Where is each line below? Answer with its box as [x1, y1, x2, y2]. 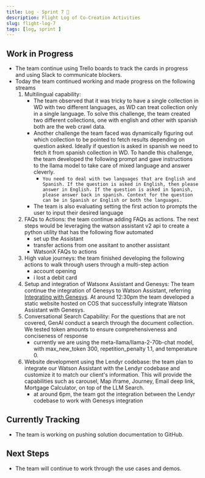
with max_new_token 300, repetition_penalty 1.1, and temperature [33, 345, 198, 352]
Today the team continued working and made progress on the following [15, 77, 195, 85]
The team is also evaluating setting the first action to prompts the [33, 202, 197, 210]
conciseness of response [24, 332, 88, 340]
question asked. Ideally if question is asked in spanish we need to [33, 143, 198, 150]
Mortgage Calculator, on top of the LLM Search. [24, 384, 145, 391]
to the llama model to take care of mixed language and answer [33, 162, 190, 169]
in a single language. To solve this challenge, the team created [33, 110, 190, 118]
